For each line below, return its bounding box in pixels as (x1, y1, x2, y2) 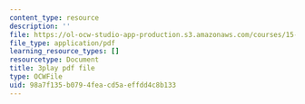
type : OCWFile (9, 72, 64, 81)
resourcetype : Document (9, 55, 100, 64)
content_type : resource (9, 13, 100, 23)
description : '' (9, 22, 71, 31)
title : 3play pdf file (9, 64, 95, 73)
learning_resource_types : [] (9, 47, 120, 56)
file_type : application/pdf (9, 38, 116, 48)
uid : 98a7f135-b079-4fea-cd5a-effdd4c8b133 (9, 80, 177, 90)
